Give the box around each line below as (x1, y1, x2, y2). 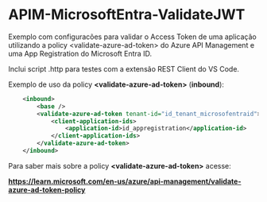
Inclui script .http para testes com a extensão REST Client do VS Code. (8, 64, 240, 73)
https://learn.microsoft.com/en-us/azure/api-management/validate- (8, 177, 242, 186)
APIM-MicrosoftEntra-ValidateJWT (8, 6, 246, 24)
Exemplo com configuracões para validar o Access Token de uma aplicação (8, 32, 257, 41)
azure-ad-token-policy (8, 185, 86, 194)
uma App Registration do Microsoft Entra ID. (8, 49, 153, 58)
